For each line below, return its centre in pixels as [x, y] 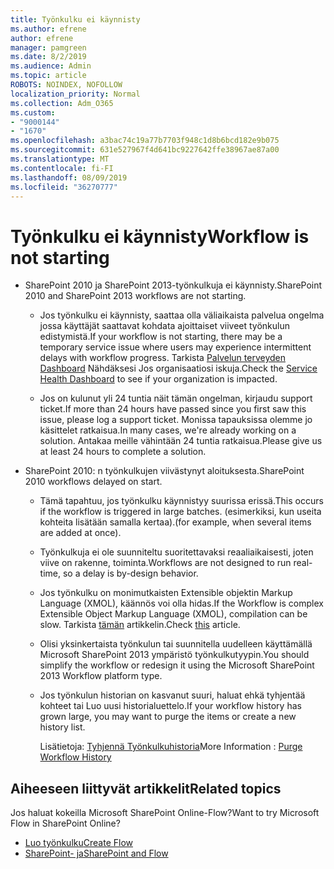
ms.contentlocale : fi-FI [62, 168]
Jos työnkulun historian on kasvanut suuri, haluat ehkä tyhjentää [172, 695]
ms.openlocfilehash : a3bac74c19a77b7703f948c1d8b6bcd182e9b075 [145, 141]
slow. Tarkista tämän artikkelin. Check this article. [140, 625]
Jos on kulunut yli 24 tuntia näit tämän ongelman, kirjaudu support [176, 398]
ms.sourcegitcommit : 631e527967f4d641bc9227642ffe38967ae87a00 [145, 150]
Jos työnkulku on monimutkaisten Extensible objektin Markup [166, 593]
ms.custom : [33, 112]
